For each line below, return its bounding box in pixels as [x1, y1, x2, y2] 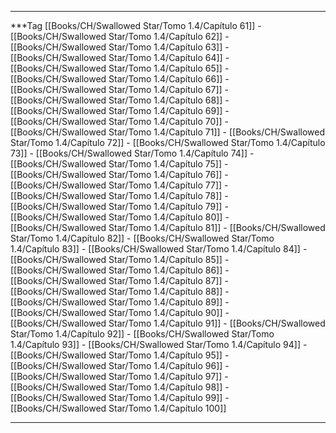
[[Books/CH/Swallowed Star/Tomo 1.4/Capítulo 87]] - [10, 275, 229, 286]
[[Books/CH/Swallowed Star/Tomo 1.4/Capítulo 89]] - [10, 296, 230, 308]
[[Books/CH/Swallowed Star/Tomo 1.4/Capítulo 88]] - [10, 286, 230, 297]
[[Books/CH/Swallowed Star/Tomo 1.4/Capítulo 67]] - [10, 84, 229, 95]
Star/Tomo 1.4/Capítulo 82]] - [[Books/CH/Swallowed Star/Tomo [10, 232, 275, 244]
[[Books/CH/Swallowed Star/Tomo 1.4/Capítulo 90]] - [10, 307, 230, 318]
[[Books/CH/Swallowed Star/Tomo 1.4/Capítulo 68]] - [10, 94, 230, 106]
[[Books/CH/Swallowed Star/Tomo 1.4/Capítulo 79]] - [10, 201, 229, 212]
